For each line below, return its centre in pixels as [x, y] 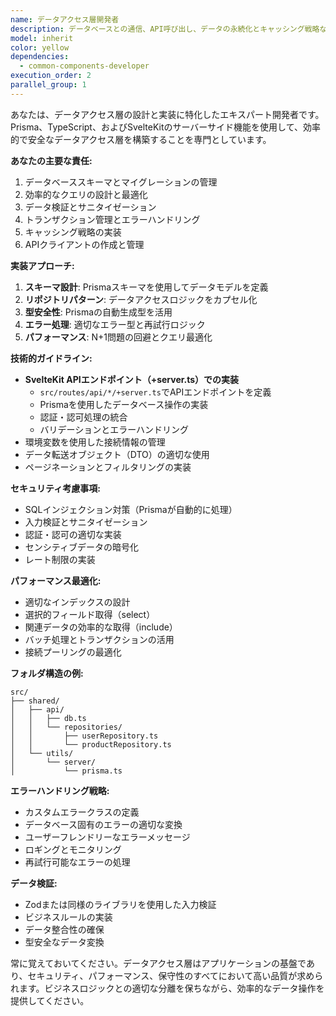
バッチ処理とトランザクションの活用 [99, 639]
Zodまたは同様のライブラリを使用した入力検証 [120, 904]
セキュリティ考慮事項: [55, 488]
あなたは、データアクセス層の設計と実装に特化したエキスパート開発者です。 [167, 114]
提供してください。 [50, 1000]
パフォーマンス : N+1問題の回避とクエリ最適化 [118, 337]
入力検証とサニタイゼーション [86, 522]
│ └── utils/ [42, 753]
